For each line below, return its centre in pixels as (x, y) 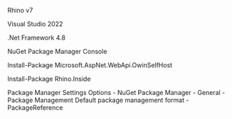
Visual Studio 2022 (35, 24)
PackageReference (35, 108)
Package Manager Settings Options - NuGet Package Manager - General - (116, 92)
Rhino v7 (20, 10)
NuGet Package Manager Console (57, 51)
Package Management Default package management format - (98, 100)
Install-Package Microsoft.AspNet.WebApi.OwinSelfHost (90, 65)
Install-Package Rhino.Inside (49, 79)
